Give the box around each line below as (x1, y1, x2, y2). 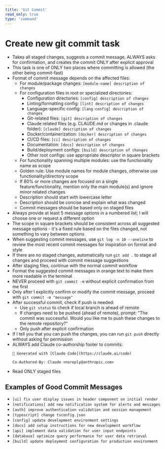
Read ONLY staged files (12, 368, 61, 374)
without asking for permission (12, 336, 73, 342)
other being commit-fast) (12, 70, 64, 76)
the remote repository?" (19, 320, 68, 327)
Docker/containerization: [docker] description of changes (27, 131, 147, 137)
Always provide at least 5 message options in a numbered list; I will (12, 210, 149, 216)
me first (12, 284, 28, 290)
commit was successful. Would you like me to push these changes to (19, 315, 160, 321)
